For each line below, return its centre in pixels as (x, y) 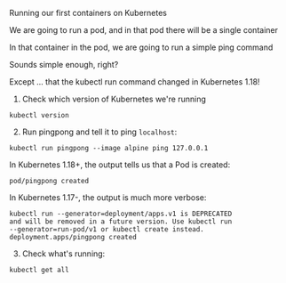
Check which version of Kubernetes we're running (114, 99)
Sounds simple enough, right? (64, 65)
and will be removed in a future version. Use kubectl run (121, 222)
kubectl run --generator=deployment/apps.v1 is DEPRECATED (121, 214)
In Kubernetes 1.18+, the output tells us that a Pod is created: (120, 165)
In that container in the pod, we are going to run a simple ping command (141, 47)
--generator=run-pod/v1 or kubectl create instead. (107, 230)
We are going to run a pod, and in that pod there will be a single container (143, 30)
